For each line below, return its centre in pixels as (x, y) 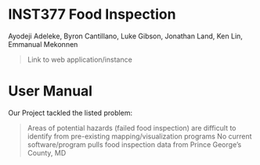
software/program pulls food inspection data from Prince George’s (134, 144)
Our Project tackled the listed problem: (70, 113)
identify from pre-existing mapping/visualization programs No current (139, 136)
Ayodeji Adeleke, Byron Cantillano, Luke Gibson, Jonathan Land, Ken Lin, (125, 36)
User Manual (50, 91)
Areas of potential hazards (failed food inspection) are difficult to (132, 127)
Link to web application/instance (80, 59)
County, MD (47, 152)
